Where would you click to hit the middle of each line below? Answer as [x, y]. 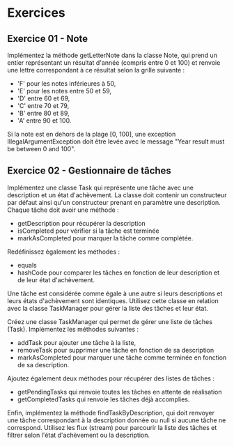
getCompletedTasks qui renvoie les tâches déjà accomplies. [103, 399]
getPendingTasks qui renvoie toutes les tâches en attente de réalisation [119, 392]
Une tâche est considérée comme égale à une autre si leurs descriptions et [115, 293]
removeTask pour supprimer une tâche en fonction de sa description [116, 350]
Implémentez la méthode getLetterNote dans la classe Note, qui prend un [112, 55]
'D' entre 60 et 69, [44, 98]
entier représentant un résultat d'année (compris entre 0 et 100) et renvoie [114, 63]
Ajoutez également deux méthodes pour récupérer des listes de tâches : [111, 378]
